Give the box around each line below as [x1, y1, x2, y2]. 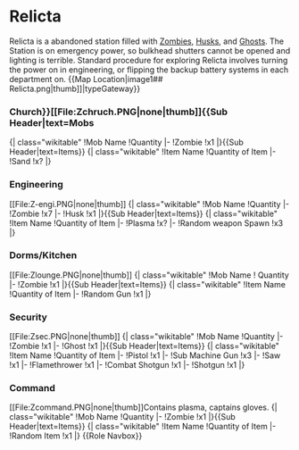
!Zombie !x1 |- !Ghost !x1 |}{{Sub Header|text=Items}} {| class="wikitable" [9, 341, 279, 352]
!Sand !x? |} [9, 156, 52, 167]
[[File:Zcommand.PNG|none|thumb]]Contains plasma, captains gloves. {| [9, 402, 278, 412]
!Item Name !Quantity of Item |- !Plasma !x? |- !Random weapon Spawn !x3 [9, 217, 284, 229]
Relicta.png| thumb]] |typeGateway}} [9, 83, 141, 94]
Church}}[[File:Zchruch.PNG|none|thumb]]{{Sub [9, 105, 228, 118]
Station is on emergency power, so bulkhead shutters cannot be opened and [9, 45, 291, 55]
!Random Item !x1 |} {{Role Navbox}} [9, 430, 143, 441]
